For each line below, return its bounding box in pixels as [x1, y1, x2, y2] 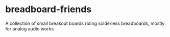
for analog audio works [5, 25, 54, 31]
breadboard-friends [5, 4, 92, 15]
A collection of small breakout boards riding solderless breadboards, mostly [5, 20, 165, 26]
